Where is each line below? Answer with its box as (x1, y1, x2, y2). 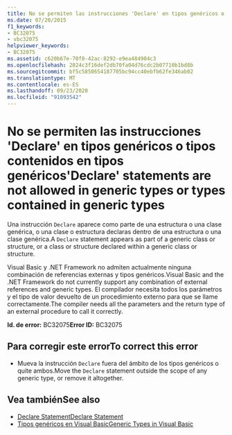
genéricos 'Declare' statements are (7, 168, 212, 184)
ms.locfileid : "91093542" (7, 94, 82, 101)
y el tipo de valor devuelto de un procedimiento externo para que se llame (7, 292, 218, 301)
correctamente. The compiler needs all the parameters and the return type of (7, 299, 225, 308)
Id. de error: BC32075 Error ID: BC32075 (7, 320, 123, 329)
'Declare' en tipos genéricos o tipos (7, 139, 216, 154)
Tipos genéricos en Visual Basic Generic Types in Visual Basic (17, 420, 194, 428)
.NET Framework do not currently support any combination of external (7, 278, 208, 286)
